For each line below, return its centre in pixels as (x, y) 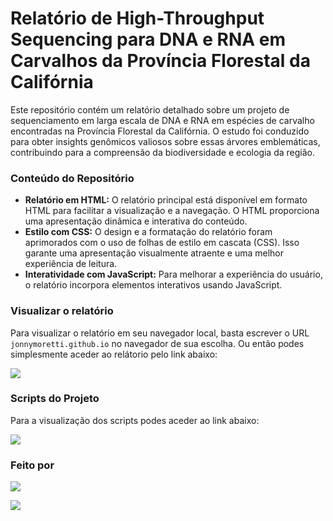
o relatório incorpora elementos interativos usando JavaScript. (153, 285)
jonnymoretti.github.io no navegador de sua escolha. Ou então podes (157, 343)
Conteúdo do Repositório (72, 178)
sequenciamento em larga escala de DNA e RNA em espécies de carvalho (162, 120)
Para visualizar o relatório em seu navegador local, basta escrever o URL (160, 333)
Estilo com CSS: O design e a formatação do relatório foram (148, 232)
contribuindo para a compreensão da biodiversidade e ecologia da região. (162, 152)
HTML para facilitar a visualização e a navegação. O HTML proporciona (172, 211)
